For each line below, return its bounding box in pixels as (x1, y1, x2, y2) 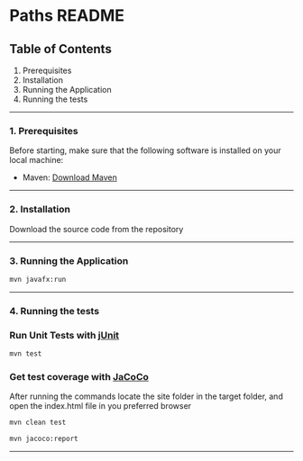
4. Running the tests (9, 304, 100, 317)
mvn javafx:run (9, 275, 67, 284)
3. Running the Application (9, 254, 129, 267)
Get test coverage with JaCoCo (9, 370, 149, 383)
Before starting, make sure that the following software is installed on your (9, 145, 281, 156)
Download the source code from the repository (9, 223, 184, 234)
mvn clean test (9, 418, 67, 428)
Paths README (9, 5, 124, 26)
